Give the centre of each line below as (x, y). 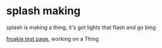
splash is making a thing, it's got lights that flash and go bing (81, 27)
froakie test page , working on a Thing (52, 39)
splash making (43, 11)
